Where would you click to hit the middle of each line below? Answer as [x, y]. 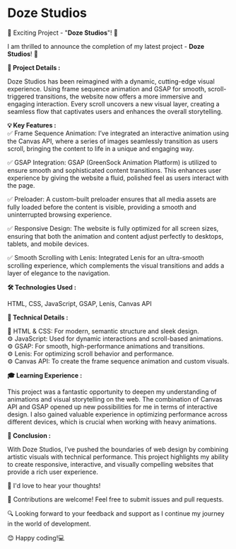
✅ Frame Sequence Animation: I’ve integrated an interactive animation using [118, 133]
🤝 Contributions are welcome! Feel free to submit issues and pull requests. [116, 499]
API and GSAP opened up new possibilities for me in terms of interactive [112, 407]
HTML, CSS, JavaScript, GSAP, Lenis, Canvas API [79, 303]
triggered [21, 96]
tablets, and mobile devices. [48, 244]
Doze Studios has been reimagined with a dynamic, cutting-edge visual [111, 81]
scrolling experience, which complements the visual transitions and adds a [116, 265]
